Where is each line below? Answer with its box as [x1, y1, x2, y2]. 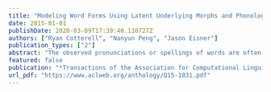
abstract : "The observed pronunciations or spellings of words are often [8, 49, 262, 57]
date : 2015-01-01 [8, 19, 67, 27]
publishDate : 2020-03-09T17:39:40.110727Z [8, 26, 153, 34]
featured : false [8, 57, 63, 65]
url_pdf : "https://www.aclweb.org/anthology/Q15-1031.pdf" [8, 71, 211, 79]
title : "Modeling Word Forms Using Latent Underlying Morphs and [8, 11, 232, 20]
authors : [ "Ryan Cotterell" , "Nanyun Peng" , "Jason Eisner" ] [8, 34, 219, 42]
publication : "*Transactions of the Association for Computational [8, 64, 240, 72]
